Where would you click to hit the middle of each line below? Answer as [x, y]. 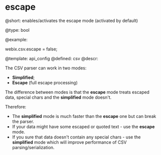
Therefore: [16, 107]
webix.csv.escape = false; [31, 49]
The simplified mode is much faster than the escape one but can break [84, 116]
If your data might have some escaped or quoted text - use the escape [83, 127]
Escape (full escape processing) [45, 83]
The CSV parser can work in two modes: [46, 68]
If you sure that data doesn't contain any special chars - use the [76, 137]
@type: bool [17, 30]
